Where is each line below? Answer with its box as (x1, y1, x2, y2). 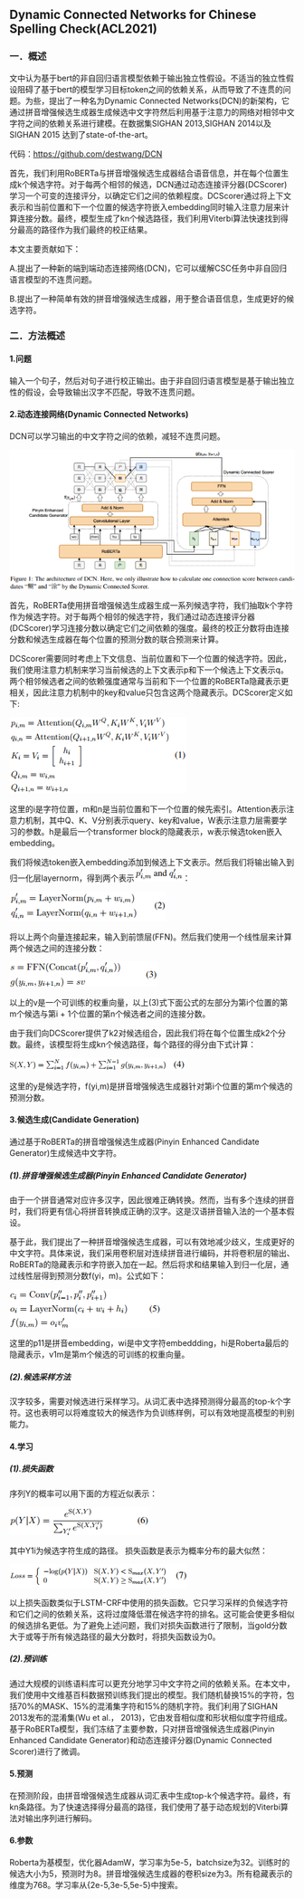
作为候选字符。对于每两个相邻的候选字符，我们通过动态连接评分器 (9, 611, 255, 622)
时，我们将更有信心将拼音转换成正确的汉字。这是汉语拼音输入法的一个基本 (9, 1206, 287, 1217)
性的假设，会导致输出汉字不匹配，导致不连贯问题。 (9, 386, 200, 397)
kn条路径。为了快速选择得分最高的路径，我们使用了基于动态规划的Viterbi (9, 1801, 281, 1812)
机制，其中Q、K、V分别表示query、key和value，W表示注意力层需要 (24, 815, 280, 825)
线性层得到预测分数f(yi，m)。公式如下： (16, 1271, 166, 1282)
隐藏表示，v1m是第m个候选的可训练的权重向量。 (9, 1349, 190, 1360)
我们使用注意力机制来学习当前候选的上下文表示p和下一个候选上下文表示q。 (9, 664, 290, 675)
